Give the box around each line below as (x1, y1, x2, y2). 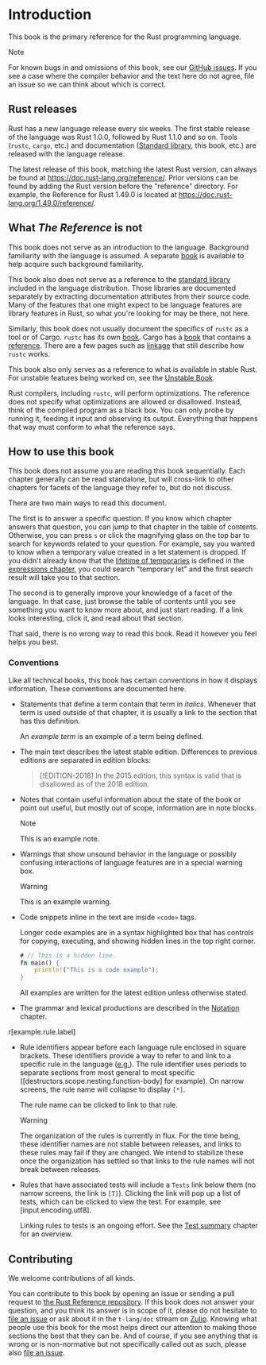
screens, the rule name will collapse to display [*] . (19, 1085, 186, 1094)
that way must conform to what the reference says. (8, 422, 176, 431)
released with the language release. (8, 149, 125, 158)
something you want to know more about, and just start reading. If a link (8, 605, 244, 615)
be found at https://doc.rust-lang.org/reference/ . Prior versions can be (8, 172, 239, 182)
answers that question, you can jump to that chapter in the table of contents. (8, 522, 259, 532)
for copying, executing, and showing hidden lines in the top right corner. (19, 936, 256, 945)
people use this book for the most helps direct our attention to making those (8, 1322, 257, 1332)
